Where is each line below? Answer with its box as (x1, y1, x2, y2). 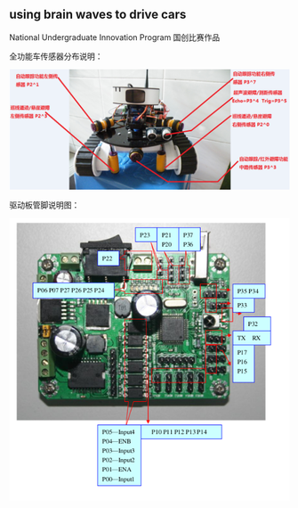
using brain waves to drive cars (9, 7, 187, 22)
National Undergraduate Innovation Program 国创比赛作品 (9, 31, 221, 43)
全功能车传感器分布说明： (9, 51, 103, 61)
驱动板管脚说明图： (9, 200, 80, 210)
